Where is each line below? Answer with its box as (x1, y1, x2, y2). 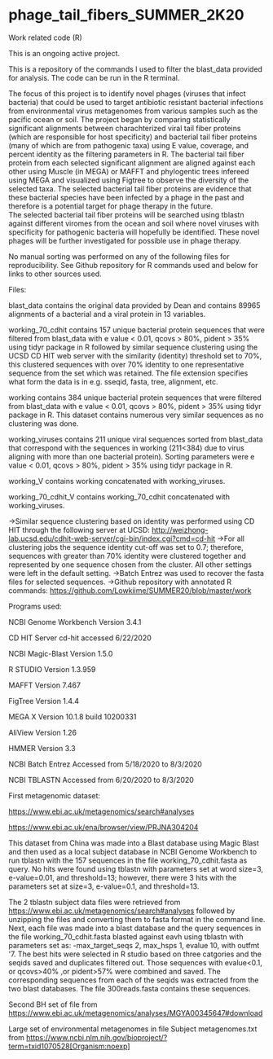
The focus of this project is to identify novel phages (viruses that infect (8, 88, 246, 99)
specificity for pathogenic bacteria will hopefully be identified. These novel (8, 226, 260, 237)
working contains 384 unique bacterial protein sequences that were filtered (8, 393, 262, 402)
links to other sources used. (8, 269, 102, 279)
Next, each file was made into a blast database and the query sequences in (8, 923, 262, 933)
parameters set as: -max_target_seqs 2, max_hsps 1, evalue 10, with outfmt (8, 940, 260, 950)
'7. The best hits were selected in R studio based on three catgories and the (8, 949, 262, 959)
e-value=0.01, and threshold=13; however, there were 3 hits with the (8, 872, 237, 882)
